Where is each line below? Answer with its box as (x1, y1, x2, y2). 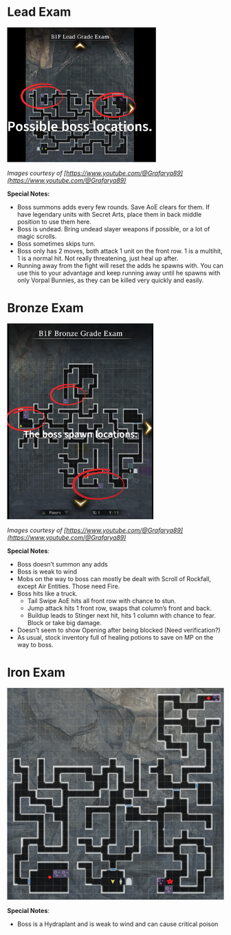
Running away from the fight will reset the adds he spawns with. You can (16, 261, 223, 269)
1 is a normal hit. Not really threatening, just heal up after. (16, 254, 179, 262)
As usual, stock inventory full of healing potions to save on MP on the (16, 633, 214, 641)
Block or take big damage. (27, 618, 102, 627)
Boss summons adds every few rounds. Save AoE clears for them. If (16, 202, 210, 211)
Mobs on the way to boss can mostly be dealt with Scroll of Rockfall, (16, 574, 212, 582)
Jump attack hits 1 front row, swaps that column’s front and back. (27, 604, 212, 612)
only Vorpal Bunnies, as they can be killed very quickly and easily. (16, 276, 204, 284)
